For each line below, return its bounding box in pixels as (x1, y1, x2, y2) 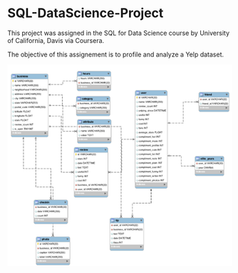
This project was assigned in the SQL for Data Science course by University (7, 29, 230, 37)
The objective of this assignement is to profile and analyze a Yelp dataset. (7, 50, 224, 59)
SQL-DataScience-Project (7, 5, 164, 21)
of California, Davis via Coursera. (7, 36, 105, 44)
